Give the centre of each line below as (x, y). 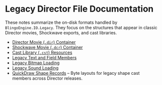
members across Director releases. (47, 78)
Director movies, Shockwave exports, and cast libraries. (61, 33)
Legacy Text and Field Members (44, 57)
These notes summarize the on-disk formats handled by (61, 22)
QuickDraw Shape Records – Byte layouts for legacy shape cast (76, 73)
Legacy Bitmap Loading (36, 63)
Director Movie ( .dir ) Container (44, 42)
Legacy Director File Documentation (79, 9)
